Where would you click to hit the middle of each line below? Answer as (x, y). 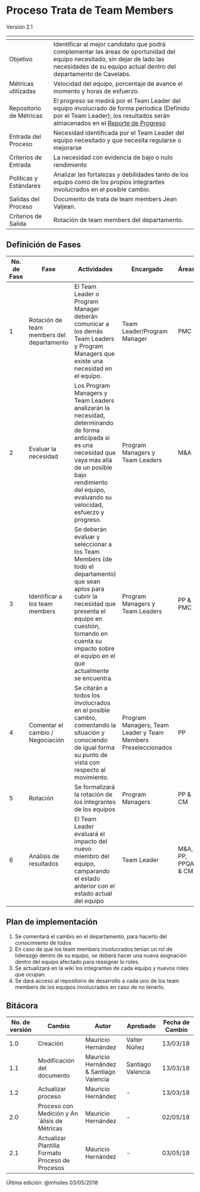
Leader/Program (145, 331)
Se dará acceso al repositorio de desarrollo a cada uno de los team (97, 981)
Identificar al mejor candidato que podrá (109, 44)
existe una (88, 361)
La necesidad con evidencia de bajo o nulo (113, 157)
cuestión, (87, 626)
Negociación (46, 740)
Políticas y (24, 178)
